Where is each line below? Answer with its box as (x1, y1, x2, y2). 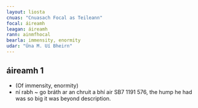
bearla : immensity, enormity (6, 37, 81, 43)
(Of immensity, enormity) (15, 82, 78, 89)
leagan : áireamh (6, 26, 48, 32)
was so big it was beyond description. (15, 95, 112, 102)
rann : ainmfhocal (6, 32, 51, 38)
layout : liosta (6, 9, 45, 15)
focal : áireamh (6, 20, 45, 26)
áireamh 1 (6, 65, 44, 76)
